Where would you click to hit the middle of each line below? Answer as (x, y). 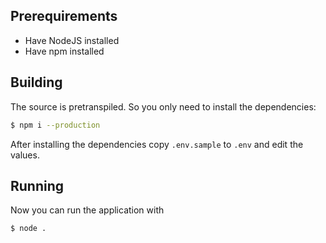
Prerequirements (64, 16)
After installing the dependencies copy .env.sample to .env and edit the (157, 144)
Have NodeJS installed (72, 40)
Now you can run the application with (87, 210)
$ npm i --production (55, 125)
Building (36, 82)
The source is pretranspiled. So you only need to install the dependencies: (163, 106)
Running (37, 185)
